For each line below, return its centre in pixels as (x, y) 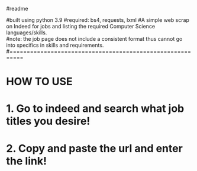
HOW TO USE (39, 82)
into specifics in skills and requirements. (55, 45)
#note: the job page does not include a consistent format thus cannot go (94, 39)
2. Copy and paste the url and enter (95, 148)
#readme (17, 9)
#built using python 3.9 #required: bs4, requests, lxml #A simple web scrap (98, 20)
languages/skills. (27, 33)
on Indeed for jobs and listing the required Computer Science (81, 26)
